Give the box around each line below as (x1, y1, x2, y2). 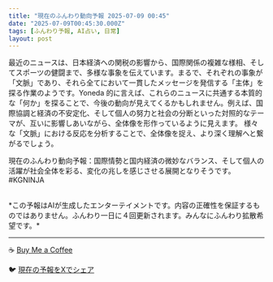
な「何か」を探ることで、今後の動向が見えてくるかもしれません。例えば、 (8, 98, 257, 108)
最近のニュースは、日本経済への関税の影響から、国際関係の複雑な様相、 (8, 58, 250, 67)
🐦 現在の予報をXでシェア (8, 265, 95, 275)
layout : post (8, 34, 53, 43)
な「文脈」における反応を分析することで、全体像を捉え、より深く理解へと (8, 129, 258, 139)
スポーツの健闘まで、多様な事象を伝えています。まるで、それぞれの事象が (15, 68, 263, 78)
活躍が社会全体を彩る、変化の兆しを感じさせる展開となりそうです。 (8, 166, 236, 176)
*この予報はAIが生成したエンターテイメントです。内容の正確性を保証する (8, 200, 253, 211)
